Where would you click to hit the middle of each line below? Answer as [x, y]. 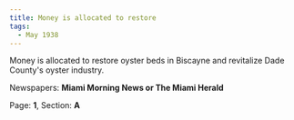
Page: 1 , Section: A [45, 105]
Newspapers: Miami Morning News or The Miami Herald [117, 88]
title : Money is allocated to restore [83, 18]
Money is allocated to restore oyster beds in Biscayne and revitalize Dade [147, 61]
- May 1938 [38, 35]
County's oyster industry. [57, 70]
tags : [20, 26]
